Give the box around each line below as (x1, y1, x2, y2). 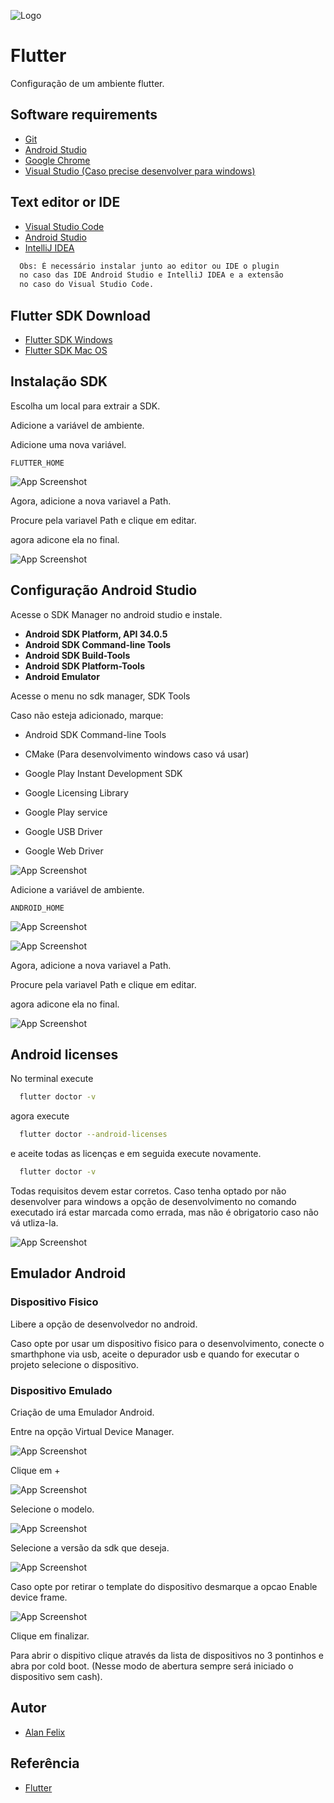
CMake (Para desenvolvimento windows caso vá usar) (24, 748, 250, 760)
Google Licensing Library (24, 786, 129, 799)
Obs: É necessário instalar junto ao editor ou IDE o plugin (19, 261, 280, 271)
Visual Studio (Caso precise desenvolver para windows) (24, 165, 256, 177)
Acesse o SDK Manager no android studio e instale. (10, 608, 223, 620)
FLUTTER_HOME (10, 458, 65, 468)
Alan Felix (24, 1726, 66, 1738)
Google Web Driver (24, 845, 104, 857)
